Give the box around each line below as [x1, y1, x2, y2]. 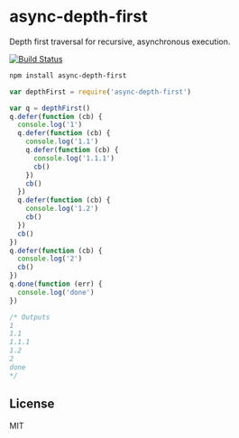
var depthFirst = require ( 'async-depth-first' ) [9, 87, 192, 96]
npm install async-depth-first [9, 70, 127, 80]
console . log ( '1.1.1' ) [32, 153, 115, 163]
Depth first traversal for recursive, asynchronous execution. [9, 36, 231, 47]
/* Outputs [9, 313, 51, 322]
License [9, 397, 55, 412]
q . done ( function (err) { [9, 279, 103, 289]
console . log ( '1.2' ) [25, 205, 99, 214]
